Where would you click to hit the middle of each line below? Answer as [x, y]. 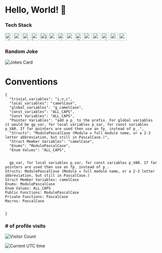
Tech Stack [19, 25]
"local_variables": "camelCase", [43, 103]
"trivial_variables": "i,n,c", [41, 99]
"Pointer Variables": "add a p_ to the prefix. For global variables [81, 120]
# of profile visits [25, 226]
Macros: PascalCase [25, 201]
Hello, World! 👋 [36, 10]
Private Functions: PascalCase [37, 197]
